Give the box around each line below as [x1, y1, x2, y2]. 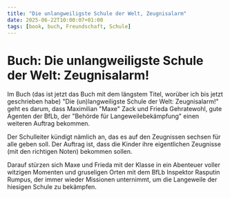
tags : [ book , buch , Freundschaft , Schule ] [7, 23, 131, 30]
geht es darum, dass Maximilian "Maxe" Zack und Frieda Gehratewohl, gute [7, 105, 222, 113]
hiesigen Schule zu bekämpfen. [7, 183, 97, 191]
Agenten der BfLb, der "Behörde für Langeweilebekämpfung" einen [7, 112, 200, 121]
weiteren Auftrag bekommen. [7, 119, 90, 128]
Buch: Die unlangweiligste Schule [7, 52, 204, 68]
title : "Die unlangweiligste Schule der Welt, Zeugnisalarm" [7, 10, 187, 17]
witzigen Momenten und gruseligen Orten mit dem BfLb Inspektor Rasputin [7, 168, 220, 177]
